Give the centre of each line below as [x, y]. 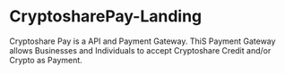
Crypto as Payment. [46, 60]
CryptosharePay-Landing [106, 16]
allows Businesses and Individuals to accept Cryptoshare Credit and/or [140, 50]
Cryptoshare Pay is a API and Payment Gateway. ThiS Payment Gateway [142, 41]
